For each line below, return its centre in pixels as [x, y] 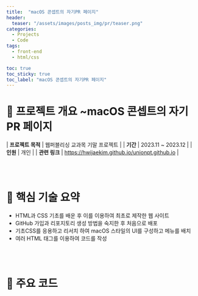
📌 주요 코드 [32, 284]
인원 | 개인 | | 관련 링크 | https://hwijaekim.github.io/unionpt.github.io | [93, 152]
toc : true [19, 68]
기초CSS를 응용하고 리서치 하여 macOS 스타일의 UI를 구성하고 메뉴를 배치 [103, 231]
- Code [20, 40]
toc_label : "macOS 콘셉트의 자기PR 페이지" [57, 80]
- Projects [26, 35]
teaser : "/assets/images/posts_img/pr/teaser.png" [77, 23]
